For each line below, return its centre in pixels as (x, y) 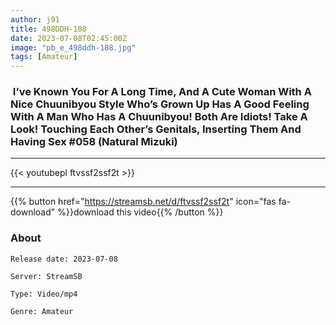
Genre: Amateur (42, 311)
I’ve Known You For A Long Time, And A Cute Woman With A (162, 92)
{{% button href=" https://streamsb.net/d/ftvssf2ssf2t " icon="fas (143, 202)
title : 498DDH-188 (48, 29)
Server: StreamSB (46, 276)
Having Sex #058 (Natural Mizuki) (94, 142)
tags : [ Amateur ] (44, 57)
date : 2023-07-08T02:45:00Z (69, 38)
